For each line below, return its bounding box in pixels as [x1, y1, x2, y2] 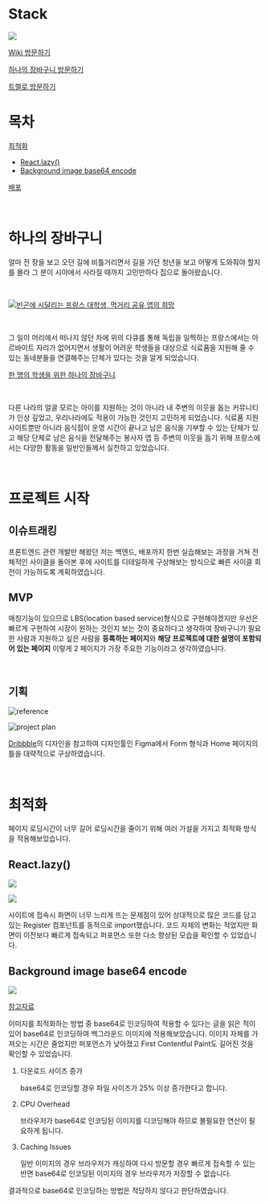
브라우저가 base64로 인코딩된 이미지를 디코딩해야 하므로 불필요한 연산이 [19, 1116, 247, 1125]
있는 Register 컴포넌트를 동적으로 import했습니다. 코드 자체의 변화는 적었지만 [8, 921, 251, 930]
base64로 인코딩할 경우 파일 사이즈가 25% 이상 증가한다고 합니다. [19, 1083, 228, 1093]
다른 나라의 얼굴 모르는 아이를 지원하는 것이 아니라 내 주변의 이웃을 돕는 [8, 402, 231, 412]
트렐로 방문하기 [8, 81, 56, 91]
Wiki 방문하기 [8, 47, 51, 57]
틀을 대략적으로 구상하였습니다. [8, 749, 106, 759]
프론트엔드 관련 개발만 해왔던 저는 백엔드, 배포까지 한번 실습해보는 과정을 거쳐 [8, 546, 251, 556]
